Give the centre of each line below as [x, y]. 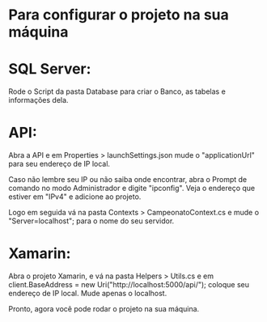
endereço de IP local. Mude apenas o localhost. [88, 293]
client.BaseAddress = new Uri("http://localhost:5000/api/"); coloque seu [129, 284]
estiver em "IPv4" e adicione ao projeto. [75, 197]
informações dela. [38, 100]
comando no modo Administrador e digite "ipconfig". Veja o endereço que [132, 189]
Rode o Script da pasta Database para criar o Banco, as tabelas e [117, 91]
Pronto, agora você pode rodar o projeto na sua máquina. [104, 309]
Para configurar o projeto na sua [119, 15]
